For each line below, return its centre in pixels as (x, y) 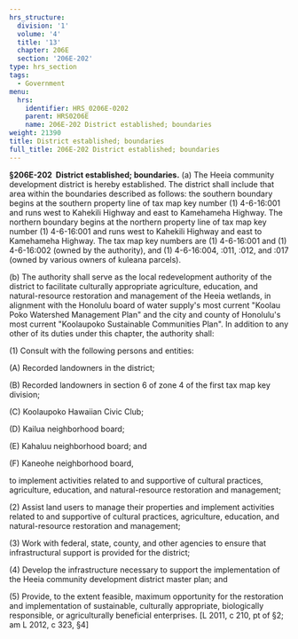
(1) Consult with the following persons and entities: (102, 351)
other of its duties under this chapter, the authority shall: (112, 333)
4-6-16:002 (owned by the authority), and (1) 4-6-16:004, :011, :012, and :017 (149, 250)
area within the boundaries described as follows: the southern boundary (141, 193)
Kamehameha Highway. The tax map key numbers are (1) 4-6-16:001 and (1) (148, 241)
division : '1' (43, 26)
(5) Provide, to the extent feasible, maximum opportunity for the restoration (146, 596)
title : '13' (39, 42)
